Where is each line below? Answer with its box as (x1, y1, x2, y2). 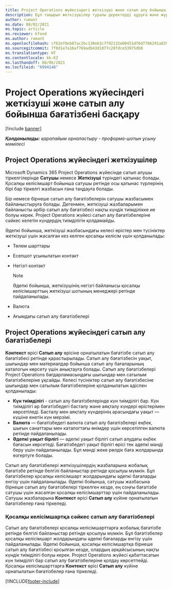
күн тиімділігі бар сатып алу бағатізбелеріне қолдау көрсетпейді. (5, 557, 149, 563)
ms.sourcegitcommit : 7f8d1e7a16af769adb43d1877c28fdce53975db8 (5, 46, 143, 51)
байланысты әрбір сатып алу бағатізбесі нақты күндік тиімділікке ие (5, 206, 156, 213)
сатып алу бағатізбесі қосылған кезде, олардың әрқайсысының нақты (5, 546, 160, 553)
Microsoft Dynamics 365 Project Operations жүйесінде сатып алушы (5, 169, 153, 175)
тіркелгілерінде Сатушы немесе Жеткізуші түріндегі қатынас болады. (5, 175, 161, 181)
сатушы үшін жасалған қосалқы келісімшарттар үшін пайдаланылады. (5, 489, 160, 495)
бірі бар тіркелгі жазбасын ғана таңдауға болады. (5, 186, 114, 192)
